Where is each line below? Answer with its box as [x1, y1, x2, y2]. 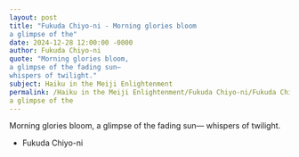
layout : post [9, 12, 58, 22]
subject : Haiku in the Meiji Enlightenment [9, 79, 174, 88]
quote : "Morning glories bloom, [9, 54, 129, 63]
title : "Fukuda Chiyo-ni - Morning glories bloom [9, 21, 198, 30]
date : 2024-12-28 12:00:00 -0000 [9, 37, 133, 47]
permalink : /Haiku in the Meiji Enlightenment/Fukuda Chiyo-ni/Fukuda [9, 87, 277, 96]
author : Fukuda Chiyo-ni [9, 46, 101, 55]
